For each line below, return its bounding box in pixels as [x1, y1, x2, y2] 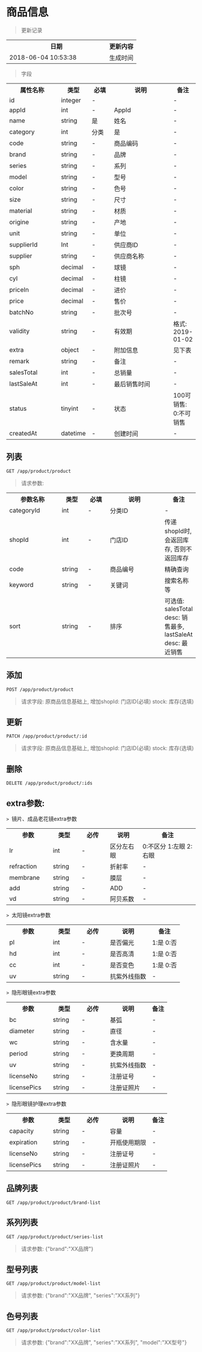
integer [61, 96, 81, 104]
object [61, 345, 79, 354]
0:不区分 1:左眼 [142, 843, 186, 850]
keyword [9, 580, 34, 589]
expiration [9, 1138, 38, 1146]
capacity [9, 1127, 34, 1135]
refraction [9, 862, 37, 870]
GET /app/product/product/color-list [6, 1327, 101, 1334]
